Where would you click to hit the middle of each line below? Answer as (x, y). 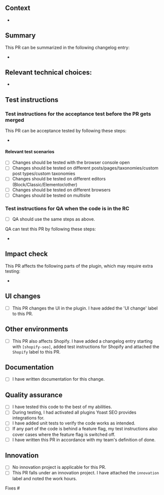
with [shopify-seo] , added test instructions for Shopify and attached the (86, 347)
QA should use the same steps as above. (53, 219)
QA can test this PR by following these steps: (50, 229)
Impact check (27, 254)
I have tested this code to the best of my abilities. (62, 407)
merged (15, 120)
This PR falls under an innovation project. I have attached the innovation (85, 473)
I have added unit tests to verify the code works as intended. (74, 423)
